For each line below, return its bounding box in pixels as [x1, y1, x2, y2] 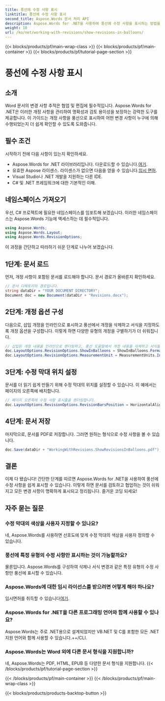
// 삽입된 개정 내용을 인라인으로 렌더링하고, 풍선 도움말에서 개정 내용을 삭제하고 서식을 [5, 344, 161, 349]
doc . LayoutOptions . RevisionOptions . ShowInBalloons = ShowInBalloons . [5, 348, 151, 353]
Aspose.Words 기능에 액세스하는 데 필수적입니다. [14, 215, 110, 221]
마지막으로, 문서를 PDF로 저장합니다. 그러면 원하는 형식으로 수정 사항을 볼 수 [5, 431, 151, 437]
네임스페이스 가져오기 [5, 195, 66, 204]
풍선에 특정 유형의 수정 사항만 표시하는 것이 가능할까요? [5, 551, 128, 558]
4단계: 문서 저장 [5, 417, 51, 426]
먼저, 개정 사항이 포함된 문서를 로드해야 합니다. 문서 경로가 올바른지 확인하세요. [5, 274, 156, 280]
